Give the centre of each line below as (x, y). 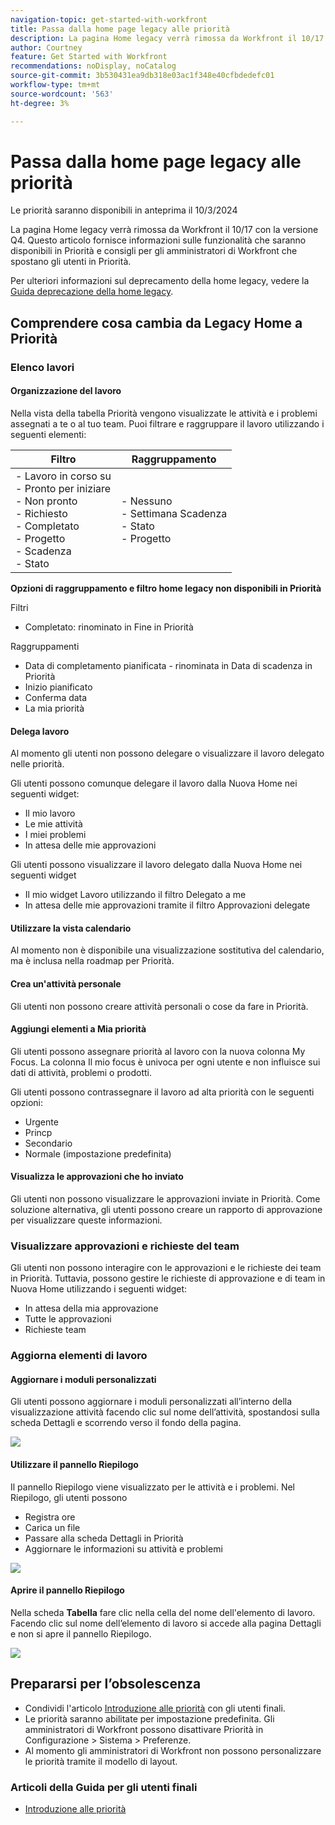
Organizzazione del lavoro (66, 391)
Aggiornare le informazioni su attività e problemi (123, 1548)
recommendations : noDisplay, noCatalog (93, 66)
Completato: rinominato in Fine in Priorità (109, 627)
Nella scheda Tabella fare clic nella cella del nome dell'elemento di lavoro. (163, 1612)
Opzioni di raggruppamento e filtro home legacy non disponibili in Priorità (166, 588)
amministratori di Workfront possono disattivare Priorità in (144, 1729)
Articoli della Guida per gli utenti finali (104, 1787)
